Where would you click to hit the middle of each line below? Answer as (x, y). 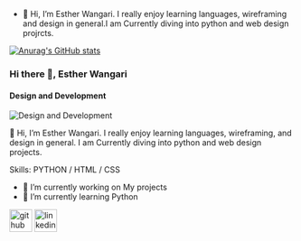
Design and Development (58, 96)
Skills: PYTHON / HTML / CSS (65, 170)
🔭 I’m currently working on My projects (94, 187)
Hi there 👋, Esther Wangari (69, 74)
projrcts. (38, 33)
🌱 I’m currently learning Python (80, 197)
